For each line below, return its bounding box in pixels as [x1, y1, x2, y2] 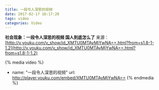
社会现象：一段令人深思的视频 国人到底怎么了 [5, 34, 95, 40]
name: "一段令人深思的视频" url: [12, 70, 76, 75]
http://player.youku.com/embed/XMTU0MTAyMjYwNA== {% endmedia [12, 75, 154, 81]
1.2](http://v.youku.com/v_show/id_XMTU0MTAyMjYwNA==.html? [5, 45, 136, 51]
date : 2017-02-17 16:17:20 [5, 12, 59, 16]
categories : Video [5, 20, 42, 26]
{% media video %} [5, 60, 44, 65]
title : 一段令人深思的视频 [5, 7, 53, 12]
